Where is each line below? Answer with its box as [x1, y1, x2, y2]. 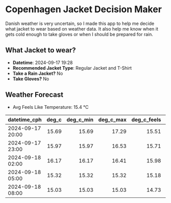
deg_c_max [98, 116, 127, 123]
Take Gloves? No [12, 75, 49, 82]
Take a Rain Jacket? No [12, 70, 63, 76]
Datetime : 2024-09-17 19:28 [12, 60, 73, 66]
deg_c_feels [131, 116, 161, 123]
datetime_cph [8, 116, 42, 123]
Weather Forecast [5, 91, 64, 99]
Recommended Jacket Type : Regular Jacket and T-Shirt [12, 65, 132, 71]
